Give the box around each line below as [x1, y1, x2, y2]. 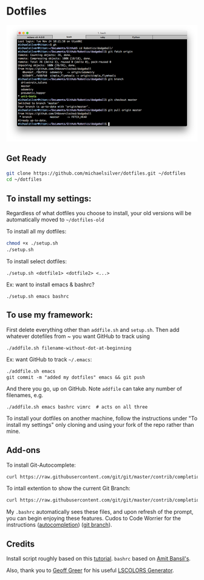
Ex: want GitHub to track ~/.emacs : [6, 356, 92, 363]
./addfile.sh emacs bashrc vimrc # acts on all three [6, 404, 148, 410]
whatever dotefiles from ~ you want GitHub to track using [6, 333, 150, 340]
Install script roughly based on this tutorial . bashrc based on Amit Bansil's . [6, 555, 191, 562]
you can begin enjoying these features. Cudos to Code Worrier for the [6, 515, 181, 522]
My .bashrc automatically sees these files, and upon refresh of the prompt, [6, 508, 194, 516]
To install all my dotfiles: [6, 228, 67, 235]
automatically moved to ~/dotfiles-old [6, 216, 104, 223]
